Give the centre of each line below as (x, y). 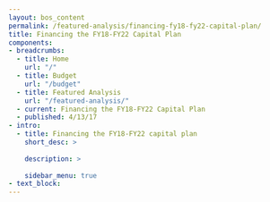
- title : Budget (47, 76)
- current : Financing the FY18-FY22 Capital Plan (111, 109)
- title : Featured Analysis (69, 92)
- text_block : (35, 184)
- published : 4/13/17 (57, 117)
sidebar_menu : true (61, 175)
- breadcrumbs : (37, 51)
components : (30, 42)
